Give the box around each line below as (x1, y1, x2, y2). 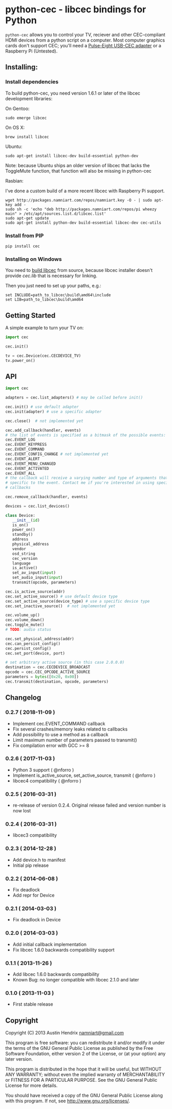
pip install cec (5, 243, 40, 249)
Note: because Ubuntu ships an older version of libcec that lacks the (5, 162, 150, 168)
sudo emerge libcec (5, 115, 47, 120)
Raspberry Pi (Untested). (5, 48, 58, 54)
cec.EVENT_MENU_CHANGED (5, 461, 56, 466)
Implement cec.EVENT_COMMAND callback (12, 720, 105, 726)
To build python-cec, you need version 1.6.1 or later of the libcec (5, 90, 141, 96)
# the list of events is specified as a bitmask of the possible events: (5, 432, 166, 438)
